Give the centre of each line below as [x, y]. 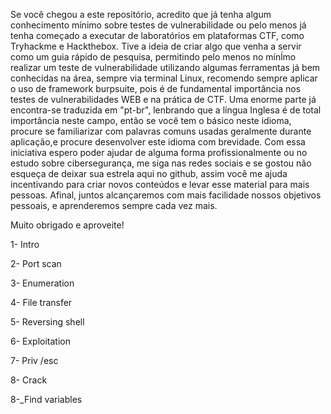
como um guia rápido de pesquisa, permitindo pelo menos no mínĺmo [153, 57]
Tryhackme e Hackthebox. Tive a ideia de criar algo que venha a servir [156, 46]
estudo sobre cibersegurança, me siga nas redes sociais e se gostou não [161, 163]
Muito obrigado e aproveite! [67, 225]
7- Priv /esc [34, 360]
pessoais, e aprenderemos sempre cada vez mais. [114, 205]
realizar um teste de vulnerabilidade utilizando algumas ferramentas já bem [165, 67]
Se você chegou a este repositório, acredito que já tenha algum [141, 14]
